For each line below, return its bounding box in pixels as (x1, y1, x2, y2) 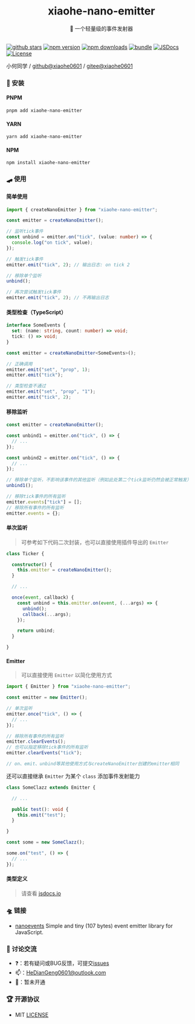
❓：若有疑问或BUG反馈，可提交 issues (14, 959, 110, 967)
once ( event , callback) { (11, 594, 74, 601)
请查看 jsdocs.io (21, 889, 62, 897)
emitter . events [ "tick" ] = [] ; (6, 499, 83, 505)
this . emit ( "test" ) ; (17, 812, 66, 818)
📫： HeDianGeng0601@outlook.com (14, 969, 106, 976)
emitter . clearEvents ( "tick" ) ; (6, 750, 83, 756)
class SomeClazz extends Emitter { (6, 784, 96, 790)
